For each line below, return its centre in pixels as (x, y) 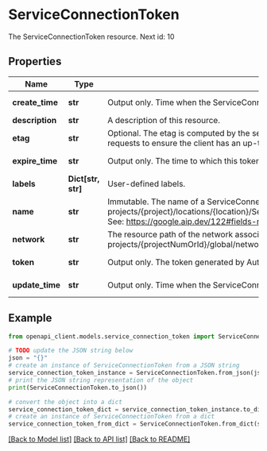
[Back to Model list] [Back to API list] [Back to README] (99, 439)
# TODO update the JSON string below (71, 351)
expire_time (35, 160)
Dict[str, (84, 179)
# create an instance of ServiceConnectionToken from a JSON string (124, 366)
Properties (35, 62)
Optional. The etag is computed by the (178, 133)
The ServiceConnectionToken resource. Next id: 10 (91, 37)
